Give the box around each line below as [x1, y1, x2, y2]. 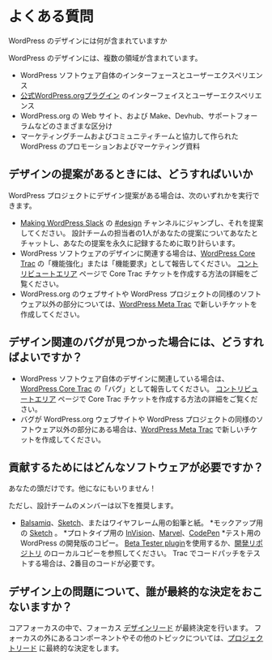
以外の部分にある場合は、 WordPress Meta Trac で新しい [55, 424, 244, 434]
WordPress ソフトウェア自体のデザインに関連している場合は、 [19, 373, 229, 383]
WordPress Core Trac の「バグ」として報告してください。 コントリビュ [19, 383, 259, 394]
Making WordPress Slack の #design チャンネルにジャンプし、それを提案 [19, 218, 264, 227]
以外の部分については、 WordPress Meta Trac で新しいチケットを [41, 299, 257, 308]
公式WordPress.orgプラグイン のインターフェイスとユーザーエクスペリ [19, 90, 255, 100]
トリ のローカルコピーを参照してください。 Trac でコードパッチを [27, 549, 247, 559]
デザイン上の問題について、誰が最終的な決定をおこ [8, 585, 263, 598]
